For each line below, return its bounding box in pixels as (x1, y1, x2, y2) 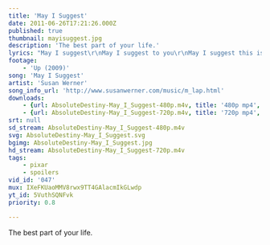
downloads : (8, 94, 45, 102)
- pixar (22, 161, 48, 169)
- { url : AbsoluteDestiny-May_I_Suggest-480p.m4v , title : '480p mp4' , (22, 101, 261, 109)
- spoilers (22, 169, 59, 177)
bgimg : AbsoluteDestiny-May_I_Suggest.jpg (8, 138, 153, 147)
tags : (8, 153, 27, 161)
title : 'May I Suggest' (8, 11, 88, 20)
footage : (8, 57, 38, 65)
